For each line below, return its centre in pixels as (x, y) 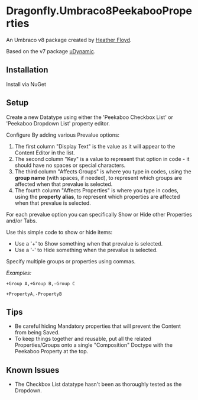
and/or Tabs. (22, 221)
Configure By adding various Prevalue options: (63, 135)
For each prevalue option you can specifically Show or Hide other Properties (99, 214)
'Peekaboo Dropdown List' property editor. (58, 123)
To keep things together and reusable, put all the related (83, 339)
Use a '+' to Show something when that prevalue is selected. (89, 243)
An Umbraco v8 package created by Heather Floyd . (69, 40)
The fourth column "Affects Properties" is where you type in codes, (96, 190)
